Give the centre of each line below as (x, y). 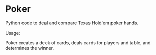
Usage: (13, 33)
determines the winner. (30, 48)
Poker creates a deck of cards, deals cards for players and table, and (78, 43)
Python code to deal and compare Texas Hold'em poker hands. (72, 23)
